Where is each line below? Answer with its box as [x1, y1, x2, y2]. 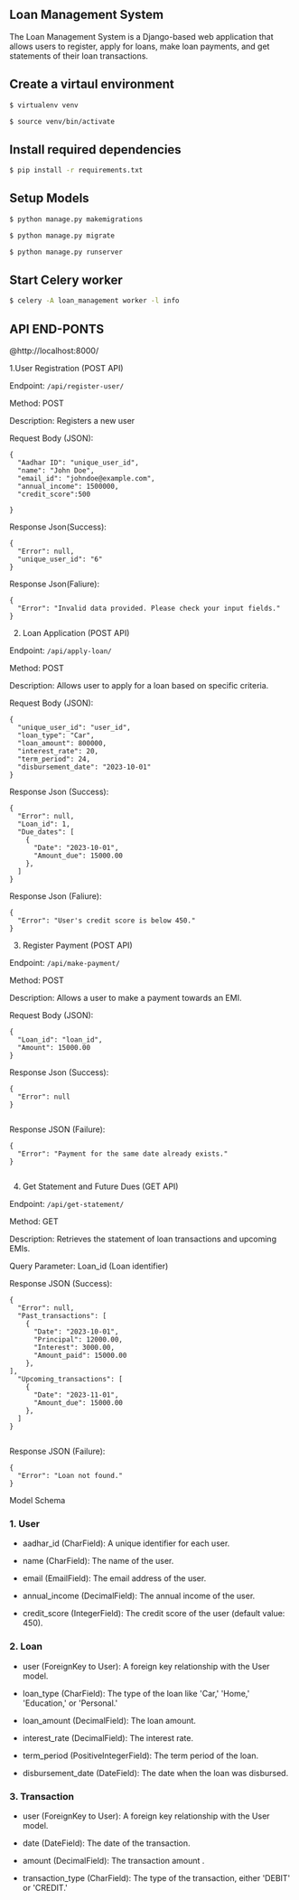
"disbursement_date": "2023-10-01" [17, 763, 152, 772]
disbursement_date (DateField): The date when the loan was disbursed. [22, 1767, 289, 1778]
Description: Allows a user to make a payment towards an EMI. [9, 993, 242, 1003]
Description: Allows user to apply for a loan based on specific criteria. [9, 680, 269, 690]
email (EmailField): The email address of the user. [22, 1573, 207, 1584]
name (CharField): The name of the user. [22, 1556, 174, 1567]
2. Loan [9, 1640, 43, 1652]
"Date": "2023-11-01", [33, 1390, 119, 1399]
